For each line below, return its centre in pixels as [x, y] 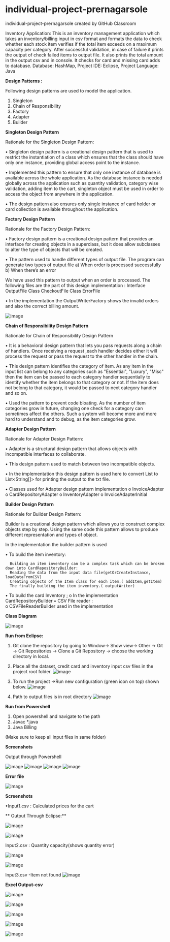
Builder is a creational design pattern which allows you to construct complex [85, 524]
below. [20, 686]
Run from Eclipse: [24, 636]
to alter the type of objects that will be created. [54, 249]
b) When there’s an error [31, 270]
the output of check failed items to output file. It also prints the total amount [84, 55]
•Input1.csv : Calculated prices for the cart [49, 806]
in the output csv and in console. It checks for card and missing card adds [83, 60]
